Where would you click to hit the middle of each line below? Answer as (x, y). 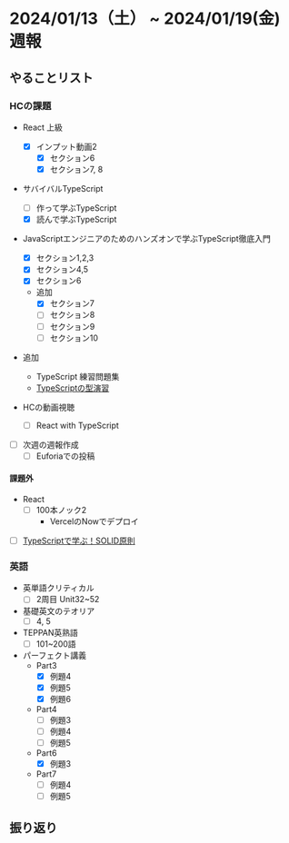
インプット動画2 (66, 146)
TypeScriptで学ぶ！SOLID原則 (79, 541)
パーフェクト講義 (54, 655)
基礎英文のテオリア (59, 610)
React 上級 (43, 127)
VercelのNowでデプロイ (94, 521)
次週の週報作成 (50, 444)
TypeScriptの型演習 (73, 388)
